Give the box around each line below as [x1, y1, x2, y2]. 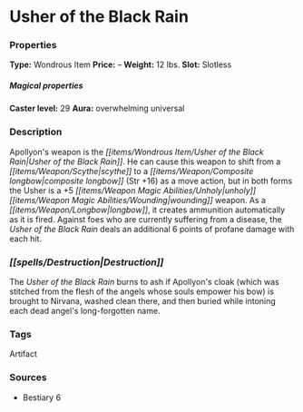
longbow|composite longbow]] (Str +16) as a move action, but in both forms [9, 175, 293, 186]
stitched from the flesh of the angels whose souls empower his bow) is [9, 286, 275, 297]
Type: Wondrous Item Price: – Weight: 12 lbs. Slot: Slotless [9, 59, 232, 70]
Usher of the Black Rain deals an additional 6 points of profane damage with [9, 223, 295, 234]
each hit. [9, 233, 43, 244]
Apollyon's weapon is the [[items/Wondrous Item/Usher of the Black [9, 146, 265, 157]
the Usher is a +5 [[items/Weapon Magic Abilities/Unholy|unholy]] [9, 184, 257, 196]
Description [9, 125, 63, 138]
